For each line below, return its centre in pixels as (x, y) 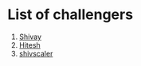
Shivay (30, 37)
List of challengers (70, 15)
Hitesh (29, 45)
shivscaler (36, 53)
